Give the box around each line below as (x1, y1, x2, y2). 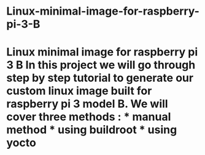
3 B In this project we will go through (6, 58, 196, 72)
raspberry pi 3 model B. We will (6, 97, 168, 111)
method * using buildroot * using (6, 123, 177, 137)
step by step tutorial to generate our (6, 71, 194, 85)
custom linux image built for (6, 84, 152, 98)
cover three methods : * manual (6, 110, 171, 124)
